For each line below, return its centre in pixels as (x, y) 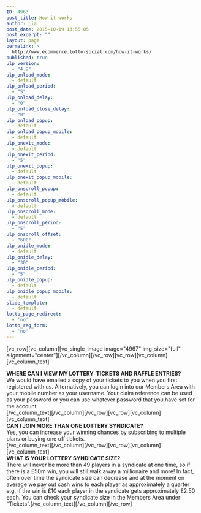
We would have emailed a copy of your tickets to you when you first (92, 380)
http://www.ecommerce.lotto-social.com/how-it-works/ (82, 52)
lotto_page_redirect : (34, 314)
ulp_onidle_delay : (30, 257)
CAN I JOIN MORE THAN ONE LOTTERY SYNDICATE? (75, 425)
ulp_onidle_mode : (28, 246)
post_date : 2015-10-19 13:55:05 (47, 29)
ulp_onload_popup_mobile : (39, 132)
